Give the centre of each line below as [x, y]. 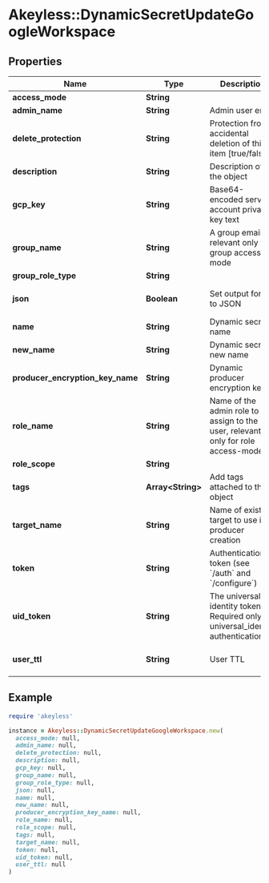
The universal [235, 596]
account [225, 210]
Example [30, 698]
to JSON [225, 304]
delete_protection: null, [59, 753]
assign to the [234, 421]
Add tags [227, 477]
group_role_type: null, [55, 783]
